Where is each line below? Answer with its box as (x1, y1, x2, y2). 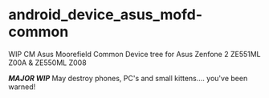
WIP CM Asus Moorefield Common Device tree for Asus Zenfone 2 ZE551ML (8, 49, 261, 59)
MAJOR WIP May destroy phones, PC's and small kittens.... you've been (8, 73, 248, 83)
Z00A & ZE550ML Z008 (8, 58, 87, 67)
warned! (8, 82, 36, 92)
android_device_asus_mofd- (8, 6, 203, 24)
